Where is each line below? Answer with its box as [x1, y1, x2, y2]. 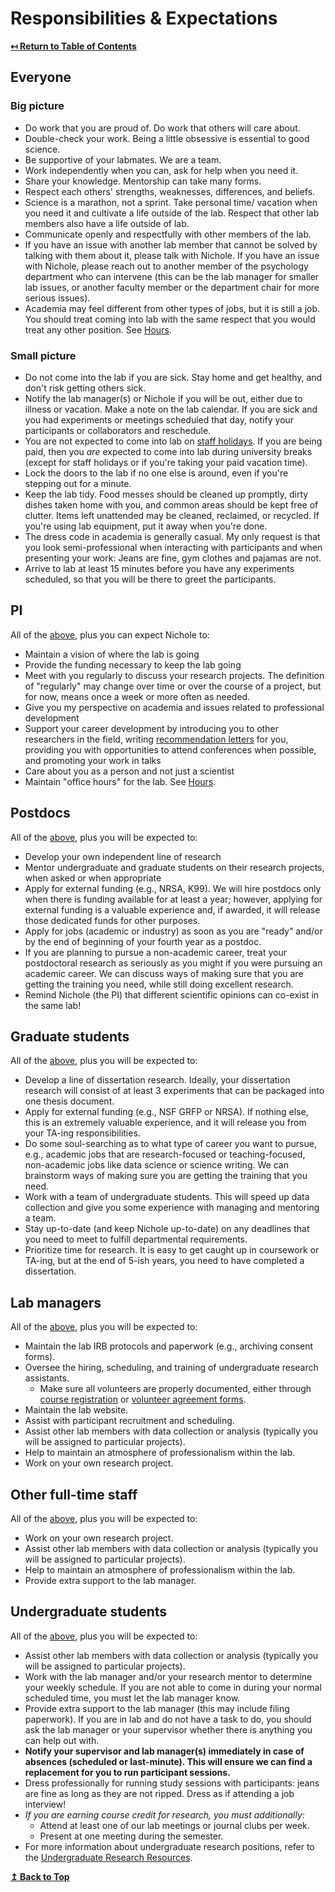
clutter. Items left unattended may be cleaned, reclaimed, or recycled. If [24, 509, 320, 521]
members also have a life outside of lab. [24, 217, 190, 229]
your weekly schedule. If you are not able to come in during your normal [24, 1681, 322, 1693]
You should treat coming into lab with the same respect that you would [24, 313, 316, 325]
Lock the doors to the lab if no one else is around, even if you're [24, 467, 289, 479]
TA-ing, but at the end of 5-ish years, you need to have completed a [24, 1255, 305, 1267]
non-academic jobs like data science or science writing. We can [24, 1159, 289, 1171]
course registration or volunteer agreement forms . [39, 1393, 247, 1406]
